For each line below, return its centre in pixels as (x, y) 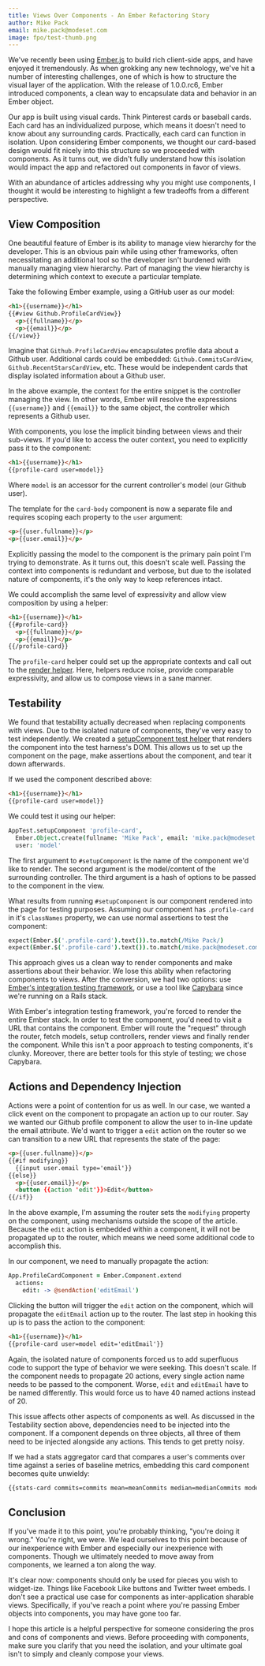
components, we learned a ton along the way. (82, 1565)
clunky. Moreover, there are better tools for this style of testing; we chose (127, 1053)
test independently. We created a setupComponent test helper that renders (130, 739)
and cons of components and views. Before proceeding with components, (129, 1638)
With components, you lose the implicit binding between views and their (125, 431)
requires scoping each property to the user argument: (95, 517)
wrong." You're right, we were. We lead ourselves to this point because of (128, 1540)
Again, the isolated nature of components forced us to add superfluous (123, 1359)
